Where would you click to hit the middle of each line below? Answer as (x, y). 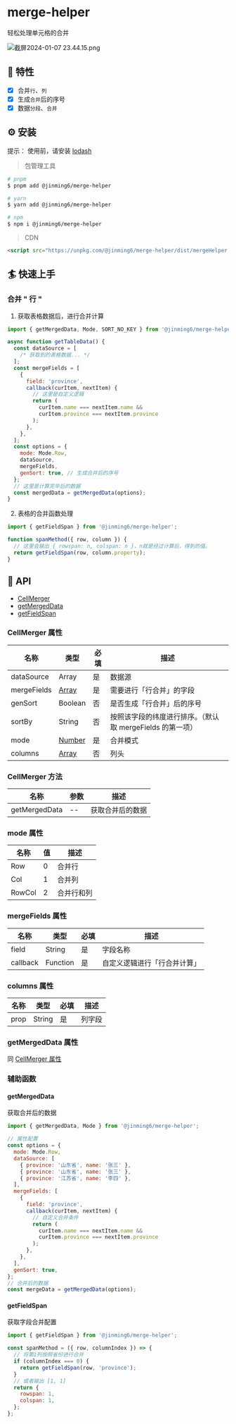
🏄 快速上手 (32, 275)
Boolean (72, 703)
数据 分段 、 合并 (37, 108)
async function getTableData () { (56, 342)
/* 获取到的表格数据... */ (55, 355)
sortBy (22, 721)
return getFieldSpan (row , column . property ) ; (80, 553)
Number (72, 739)
